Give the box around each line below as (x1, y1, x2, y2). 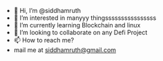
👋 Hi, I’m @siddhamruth (13, 7, 81, 14)
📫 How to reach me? (13, 36, 75, 44)
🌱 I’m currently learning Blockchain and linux (13, 21, 141, 29)
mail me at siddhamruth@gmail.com (13, 46, 116, 54)
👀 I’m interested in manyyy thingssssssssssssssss (13, 14, 157, 22)
